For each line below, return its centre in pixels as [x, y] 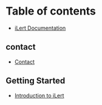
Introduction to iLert [39, 95]
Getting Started [36, 81]
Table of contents [51, 11]
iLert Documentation [40, 28]
